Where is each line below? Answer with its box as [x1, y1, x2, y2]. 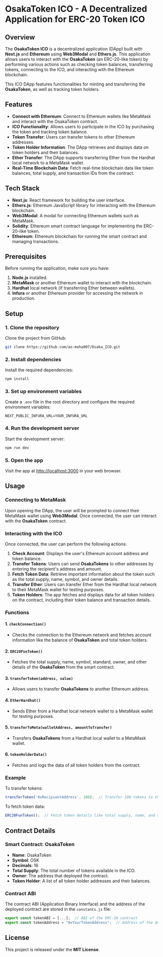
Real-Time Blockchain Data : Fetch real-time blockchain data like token [12, 165, 154, 171]
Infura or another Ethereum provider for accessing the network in [12, 290, 143, 296]
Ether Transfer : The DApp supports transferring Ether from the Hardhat [12, 155, 155, 160]
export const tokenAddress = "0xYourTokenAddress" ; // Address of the [5, 920, 153, 925]
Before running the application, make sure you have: [5, 265, 110, 271]
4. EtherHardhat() [5, 697, 41, 703]
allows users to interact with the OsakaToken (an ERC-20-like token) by [5, 56, 148, 62]
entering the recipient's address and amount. [12, 566, 102, 572]
